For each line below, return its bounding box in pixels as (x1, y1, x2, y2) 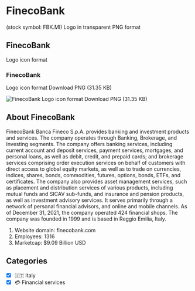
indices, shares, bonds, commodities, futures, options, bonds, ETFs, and (6, 171, 180, 178)
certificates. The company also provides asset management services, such (6, 178, 187, 185)
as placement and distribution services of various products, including (6, 184, 173, 191)
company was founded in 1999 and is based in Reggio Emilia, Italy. (6, 215, 167, 222)
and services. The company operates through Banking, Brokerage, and (6, 134, 177, 141)
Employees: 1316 (14, 233, 55, 240)
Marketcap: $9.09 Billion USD (14, 239, 86, 246)
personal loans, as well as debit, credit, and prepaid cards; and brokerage (6, 153, 184, 160)
